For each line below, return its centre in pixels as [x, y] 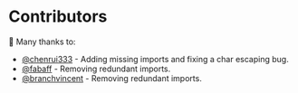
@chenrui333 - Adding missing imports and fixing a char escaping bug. [155, 59]
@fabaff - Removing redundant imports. [96, 69]
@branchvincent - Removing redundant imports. [112, 78]
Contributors [58, 17]
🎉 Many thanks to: [42, 42]
